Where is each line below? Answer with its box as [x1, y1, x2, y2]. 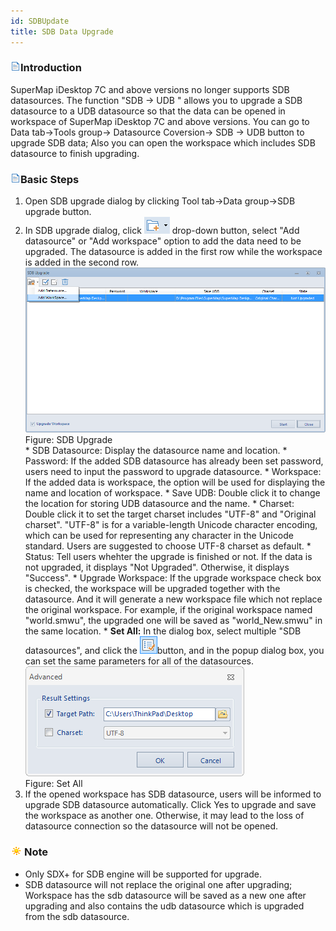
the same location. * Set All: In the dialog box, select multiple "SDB [24, 625, 302, 637]
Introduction [20, 61, 82, 75]
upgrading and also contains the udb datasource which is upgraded [24, 900, 305, 912]
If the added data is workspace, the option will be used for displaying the [24, 476, 326, 489]
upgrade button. [24, 206, 92, 218]
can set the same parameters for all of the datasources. [24, 655, 255, 667]
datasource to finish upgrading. [10, 147, 140, 159]
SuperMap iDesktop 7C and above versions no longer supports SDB [10, 83, 290, 95]
